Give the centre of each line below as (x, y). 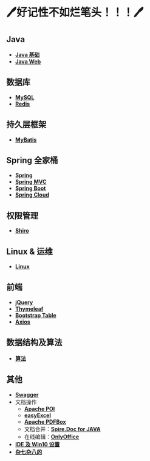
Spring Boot (30, 188)
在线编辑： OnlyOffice (52, 437)
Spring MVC (31, 182)
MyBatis (26, 140)
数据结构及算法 (34, 343)
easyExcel (38, 415)
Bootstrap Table (36, 315)
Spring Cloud (32, 195)
